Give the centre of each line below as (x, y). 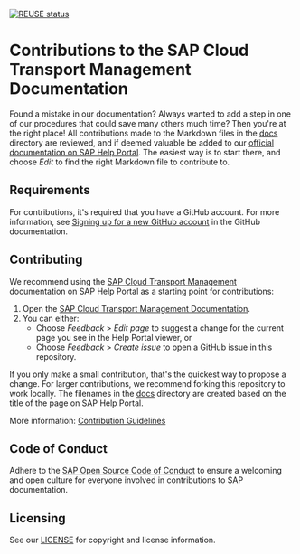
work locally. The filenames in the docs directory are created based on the (148, 393)
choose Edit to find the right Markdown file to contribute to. (120, 162)
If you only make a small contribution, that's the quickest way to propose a (148, 374)
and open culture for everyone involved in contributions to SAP (127, 480)
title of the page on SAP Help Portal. (77, 403)
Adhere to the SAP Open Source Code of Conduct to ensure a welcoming (146, 471)
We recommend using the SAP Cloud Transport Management (123, 281)
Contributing (46, 260)
